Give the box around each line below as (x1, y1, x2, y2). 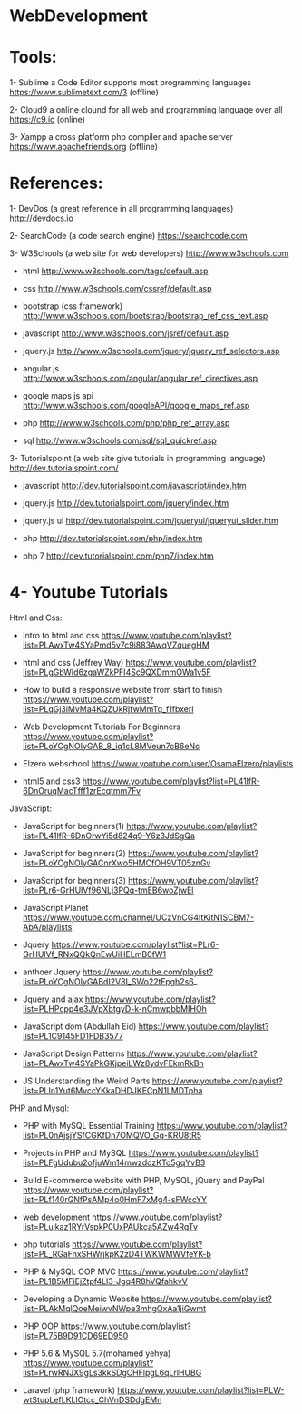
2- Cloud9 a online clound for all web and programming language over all (9, 104, 283, 115)
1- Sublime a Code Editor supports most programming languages (9, 77, 252, 88)
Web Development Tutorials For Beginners (22, 721, 181, 732)
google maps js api (22, 391, 93, 401)
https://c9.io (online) (9, 114, 86, 125)
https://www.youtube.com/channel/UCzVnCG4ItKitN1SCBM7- (22, 912, 255, 923)
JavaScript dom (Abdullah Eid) (22, 1021, 137, 1032)
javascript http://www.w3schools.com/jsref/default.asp (22, 328, 229, 339)
